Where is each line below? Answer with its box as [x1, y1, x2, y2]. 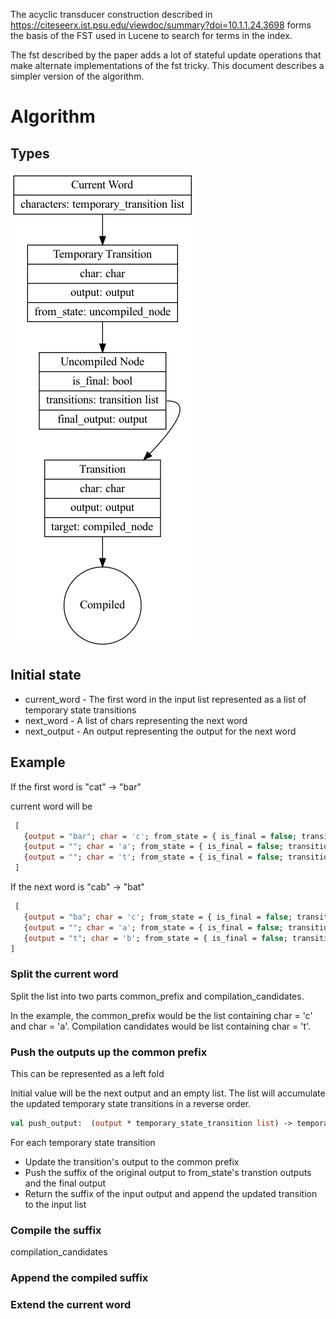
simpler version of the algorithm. [10, 70, 145, 82]
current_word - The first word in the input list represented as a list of [24, 693, 307, 705]
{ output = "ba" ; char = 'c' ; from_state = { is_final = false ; [23, 912, 293, 922]
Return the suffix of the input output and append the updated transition [24, 1187, 318, 1199]
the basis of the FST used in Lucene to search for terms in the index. [10, 30, 293, 41]
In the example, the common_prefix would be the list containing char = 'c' [10, 1009, 313, 1021]
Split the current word [10, 967, 119, 981]
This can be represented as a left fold [10, 1067, 165, 1079]
